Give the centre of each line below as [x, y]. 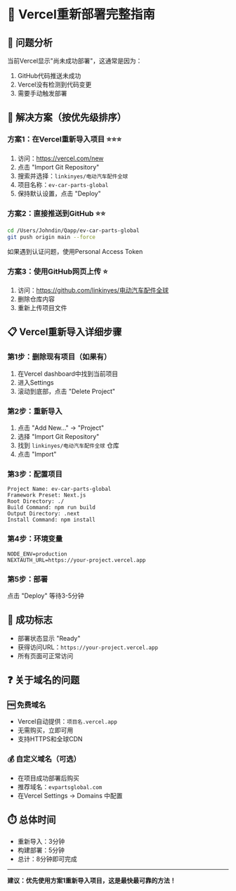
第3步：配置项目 [35, 474]
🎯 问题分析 [30, 43]
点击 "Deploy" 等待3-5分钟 [46, 596]
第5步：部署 [27, 579]
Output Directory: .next [44, 514]
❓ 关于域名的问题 [44, 680]
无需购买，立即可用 [45, 730]
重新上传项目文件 [42, 308]
